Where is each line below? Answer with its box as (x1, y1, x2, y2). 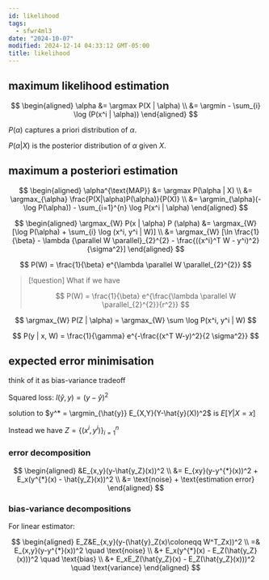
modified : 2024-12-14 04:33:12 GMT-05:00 (8, 42, 150, 50)
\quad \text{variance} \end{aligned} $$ (70, 563, 201, 573)
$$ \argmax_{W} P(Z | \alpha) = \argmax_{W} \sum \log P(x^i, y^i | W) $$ (15, 315, 257, 325)
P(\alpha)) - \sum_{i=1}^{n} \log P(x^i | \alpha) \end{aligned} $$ (37, 203, 249, 212)
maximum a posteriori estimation (8, 164, 179, 178)
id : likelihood (8, 11, 60, 20)
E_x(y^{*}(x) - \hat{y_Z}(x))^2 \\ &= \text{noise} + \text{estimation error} (16, 474, 255, 484)
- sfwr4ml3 (15, 27, 53, 35)
